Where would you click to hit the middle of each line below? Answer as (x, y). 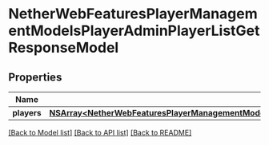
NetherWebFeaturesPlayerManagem (133, 14)
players (27, 113)
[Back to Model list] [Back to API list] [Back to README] (100, 133)
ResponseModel (64, 48)
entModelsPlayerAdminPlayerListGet (134, 31)
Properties (35, 77)
